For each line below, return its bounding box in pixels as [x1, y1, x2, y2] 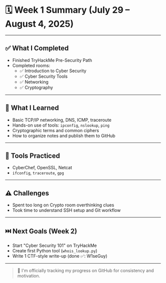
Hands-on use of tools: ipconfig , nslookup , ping [12, 122, 110, 128]
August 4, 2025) [5, 18, 74, 30]
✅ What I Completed [5, 44, 69, 52]
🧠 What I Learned [5, 104, 59, 112]
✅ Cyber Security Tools [19, 73, 68, 79]
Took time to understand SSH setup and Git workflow [12, 207, 121, 213]
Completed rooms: [12, 62, 50, 68]
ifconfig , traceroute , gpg [12, 170, 64, 176]
